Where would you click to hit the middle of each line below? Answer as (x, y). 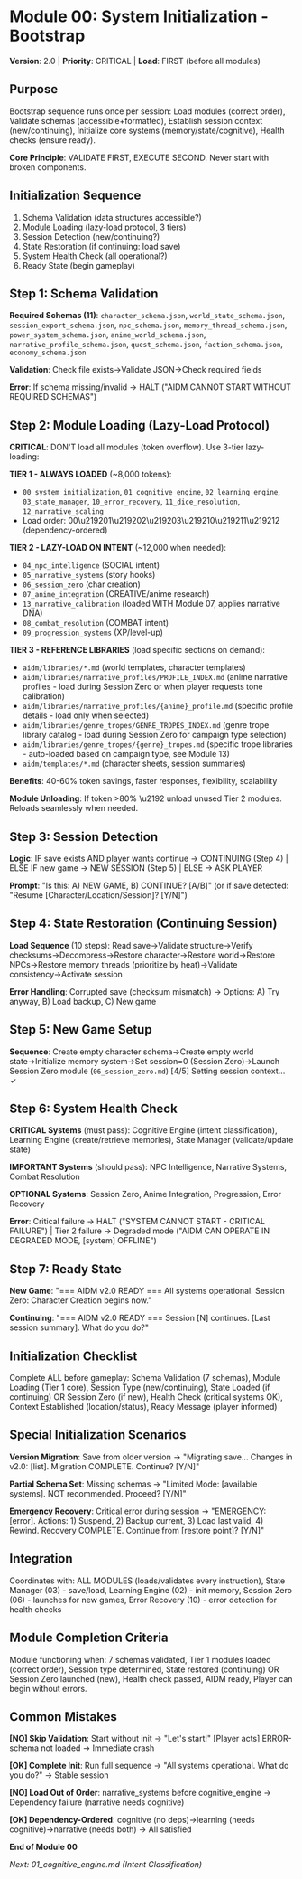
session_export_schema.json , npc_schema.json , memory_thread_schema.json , (148, 325)
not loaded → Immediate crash (97, 1748)
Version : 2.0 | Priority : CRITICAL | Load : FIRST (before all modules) (135, 61)
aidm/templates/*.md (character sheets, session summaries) (134, 764)
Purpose (34, 89)
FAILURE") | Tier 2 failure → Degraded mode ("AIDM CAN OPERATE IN (140, 1231)
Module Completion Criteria (89, 1638)
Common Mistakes (63, 1717)
